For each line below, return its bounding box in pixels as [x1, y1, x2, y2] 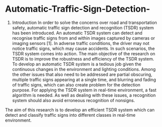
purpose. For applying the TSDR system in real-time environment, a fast [12, 87, 157, 93]
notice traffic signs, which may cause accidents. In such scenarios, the [12, 45, 155, 51]
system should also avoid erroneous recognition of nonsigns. [12, 97, 135, 103]
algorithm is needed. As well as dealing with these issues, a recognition [12, 92, 156, 98]
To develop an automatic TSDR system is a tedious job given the [12, 61, 142, 67]
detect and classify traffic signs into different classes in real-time [5, 112, 136, 118]
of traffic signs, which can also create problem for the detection [12, 82, 141, 87]
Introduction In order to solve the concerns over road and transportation [12, 20, 157, 25]
